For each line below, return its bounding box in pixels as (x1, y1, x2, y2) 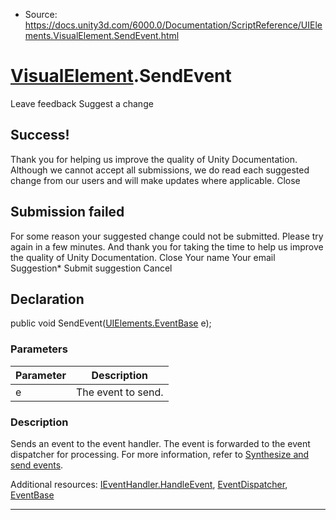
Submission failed (10, 204, 125, 221)
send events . (10, 459, 64, 471)
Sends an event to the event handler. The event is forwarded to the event (10, 437, 311, 449)
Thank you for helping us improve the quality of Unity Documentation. (10, 153, 298, 165)
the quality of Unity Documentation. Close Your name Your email (10, 251, 276, 263)
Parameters (10, 342, 68, 356)
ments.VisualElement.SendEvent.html (24, 30, 180, 41)
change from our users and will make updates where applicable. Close (10, 174, 301, 186)
